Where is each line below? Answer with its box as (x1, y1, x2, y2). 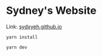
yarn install (6, 34, 38, 40)
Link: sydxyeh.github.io (6, 23, 63, 30)
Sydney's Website (6, 4, 97, 17)
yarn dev (6, 44, 28, 50)
